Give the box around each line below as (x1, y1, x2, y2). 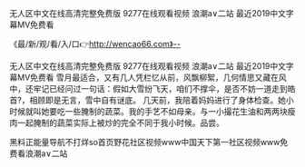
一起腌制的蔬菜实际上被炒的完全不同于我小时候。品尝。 (16, 117, 224, 128)
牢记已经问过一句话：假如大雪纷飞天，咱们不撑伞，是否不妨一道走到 (33, 83, 288, 93)
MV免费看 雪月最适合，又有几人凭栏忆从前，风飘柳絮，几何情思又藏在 (16, 72, 280, 83)
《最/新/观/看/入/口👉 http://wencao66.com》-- (9, 39, 182, 49)
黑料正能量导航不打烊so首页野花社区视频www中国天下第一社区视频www (9, 137, 280, 147)
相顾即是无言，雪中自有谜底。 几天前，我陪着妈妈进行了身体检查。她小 (29, 94, 295, 105)
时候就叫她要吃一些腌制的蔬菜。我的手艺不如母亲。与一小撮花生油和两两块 (9, 106, 288, 116)
